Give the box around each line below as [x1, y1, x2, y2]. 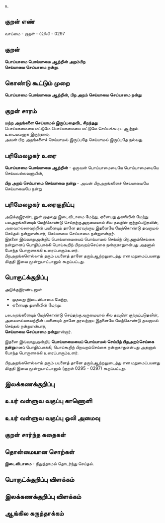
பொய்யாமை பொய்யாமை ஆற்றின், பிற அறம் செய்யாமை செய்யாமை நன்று [4, 92, 142, 98]
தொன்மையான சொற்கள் [4, 447, 75, 456]
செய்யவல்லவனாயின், [4, 170, 44, 176]
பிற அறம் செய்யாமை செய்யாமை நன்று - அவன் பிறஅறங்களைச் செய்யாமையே [4, 180, 149, 186]
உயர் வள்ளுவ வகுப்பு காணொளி [4, 397, 92, 405]
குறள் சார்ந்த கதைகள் [4, 431, 66, 439]
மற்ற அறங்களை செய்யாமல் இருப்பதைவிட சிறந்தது [4, 120, 98, 126]
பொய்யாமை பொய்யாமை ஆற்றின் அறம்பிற [4, 58, 85, 65]
